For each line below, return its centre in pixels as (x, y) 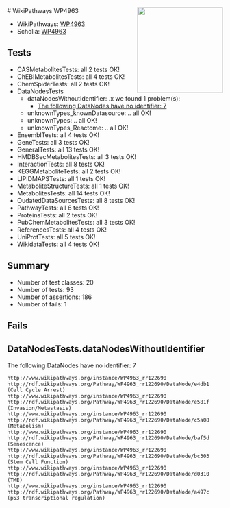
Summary (28, 266)
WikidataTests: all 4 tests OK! (58, 244)
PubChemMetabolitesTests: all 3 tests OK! (76, 222)
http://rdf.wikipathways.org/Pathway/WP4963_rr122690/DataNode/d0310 (108, 474)
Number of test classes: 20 (55, 282)
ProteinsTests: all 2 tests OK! (57, 215)
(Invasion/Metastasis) (39, 408)
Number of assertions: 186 (54, 297)
